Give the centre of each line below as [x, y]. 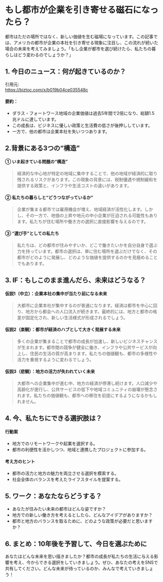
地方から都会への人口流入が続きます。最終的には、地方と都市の [89, 311]
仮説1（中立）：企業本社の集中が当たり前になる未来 [56, 293]
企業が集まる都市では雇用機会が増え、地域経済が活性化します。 [81, 209]
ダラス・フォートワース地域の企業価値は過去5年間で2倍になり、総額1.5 [83, 113]
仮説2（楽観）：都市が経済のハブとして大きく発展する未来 [63, 329]
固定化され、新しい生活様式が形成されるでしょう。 [77, 317]
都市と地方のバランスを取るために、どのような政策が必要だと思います [82, 521]
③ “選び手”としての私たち [32, 234]
